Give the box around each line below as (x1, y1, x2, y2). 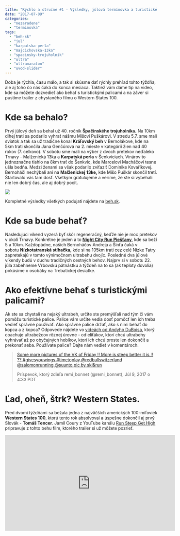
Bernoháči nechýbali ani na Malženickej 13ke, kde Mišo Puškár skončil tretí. (5, 169, 157, 175)
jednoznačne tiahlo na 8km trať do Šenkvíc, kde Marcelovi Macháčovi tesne (5, 159, 157, 165)
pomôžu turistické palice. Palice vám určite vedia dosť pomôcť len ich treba (5, 316, 156, 322)
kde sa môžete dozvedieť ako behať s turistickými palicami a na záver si (5, 90, 149, 95)
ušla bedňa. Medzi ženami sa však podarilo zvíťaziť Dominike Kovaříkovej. (5, 164, 153, 170)
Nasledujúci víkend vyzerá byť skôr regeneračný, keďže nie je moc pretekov (5, 231, 157, 237)
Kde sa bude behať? (5, 215, 87, 226)
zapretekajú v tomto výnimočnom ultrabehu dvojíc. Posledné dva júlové (5, 252, 148, 258)
